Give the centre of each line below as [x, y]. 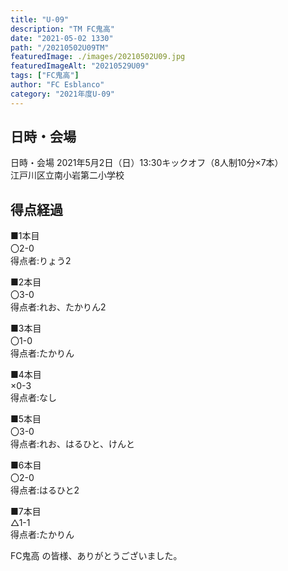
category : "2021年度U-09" [62, 94]
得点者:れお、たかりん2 [58, 307]
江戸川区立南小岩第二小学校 [67, 175]
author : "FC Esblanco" [57, 85]
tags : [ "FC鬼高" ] [45, 76]
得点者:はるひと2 [45, 490]
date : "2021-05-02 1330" [62, 38]
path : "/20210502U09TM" [60, 47]
